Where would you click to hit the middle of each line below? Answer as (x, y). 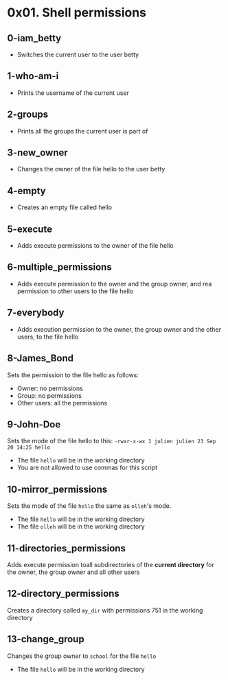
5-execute (30, 229)
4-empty (26, 191)
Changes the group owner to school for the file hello (82, 656)
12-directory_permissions (64, 594)
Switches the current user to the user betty (78, 54)
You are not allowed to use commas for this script (87, 468)
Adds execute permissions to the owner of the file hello (95, 246)
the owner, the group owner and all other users (73, 572)
